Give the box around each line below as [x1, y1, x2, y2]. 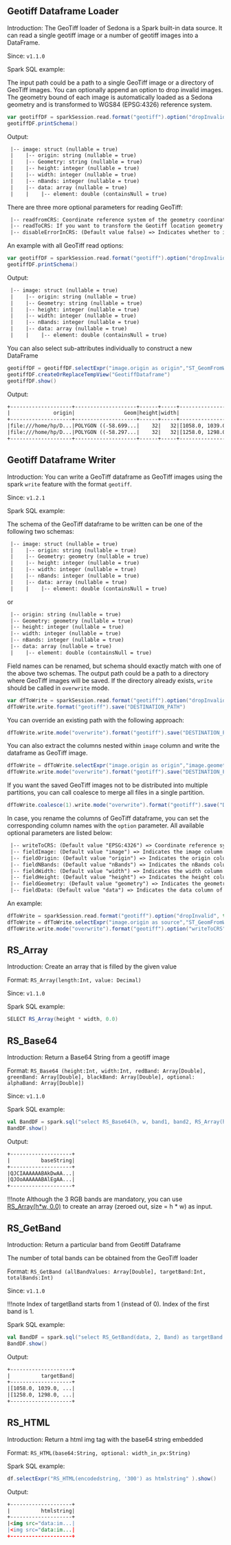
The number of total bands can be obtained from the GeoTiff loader [7, 1253, 198, 1262]
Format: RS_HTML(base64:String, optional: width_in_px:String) [7, 1448, 191, 1457]
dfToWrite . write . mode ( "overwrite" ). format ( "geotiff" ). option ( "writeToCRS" [7, 925, 226, 932]
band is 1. [7, 1307, 34, 1315]
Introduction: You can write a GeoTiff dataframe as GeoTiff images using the [7, 473, 223, 481]
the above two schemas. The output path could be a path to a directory [7, 669, 209, 677]
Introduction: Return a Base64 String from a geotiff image [7, 1053, 170, 1061]
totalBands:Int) [7, 1274, 54, 1282]
